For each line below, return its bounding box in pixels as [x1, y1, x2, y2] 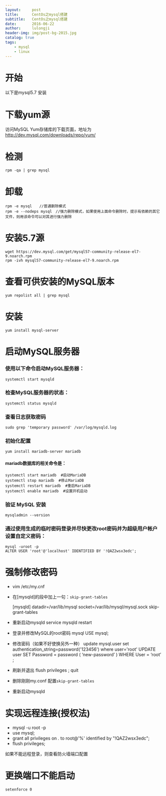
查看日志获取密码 [5, 413, 46, 420]
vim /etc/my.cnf [12, 584, 45, 590]
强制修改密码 [5, 567, 58, 578]
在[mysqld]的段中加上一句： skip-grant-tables [12, 594, 108, 600]
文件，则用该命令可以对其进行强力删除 [5, 214, 72, 220]
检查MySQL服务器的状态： [5, 389, 70, 396]
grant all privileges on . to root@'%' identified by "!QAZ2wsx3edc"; [12, 735, 150, 742]
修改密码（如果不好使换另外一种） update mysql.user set [12, 641, 129, 647]
